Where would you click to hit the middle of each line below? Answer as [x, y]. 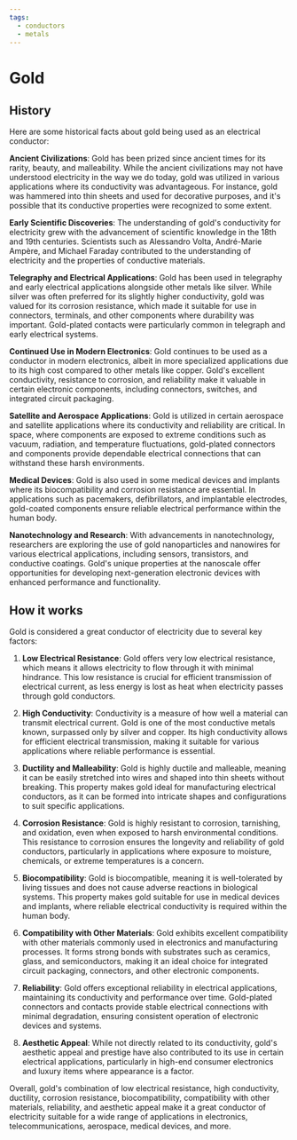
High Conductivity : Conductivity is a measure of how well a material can [155, 713]
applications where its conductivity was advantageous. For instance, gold [143, 186]
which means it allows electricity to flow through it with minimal [138, 668]
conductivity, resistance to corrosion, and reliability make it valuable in [137, 380]
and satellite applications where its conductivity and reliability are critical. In [147, 425]
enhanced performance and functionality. [85, 582]
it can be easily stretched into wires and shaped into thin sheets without [153, 778]
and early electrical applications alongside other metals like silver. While [141, 287]
